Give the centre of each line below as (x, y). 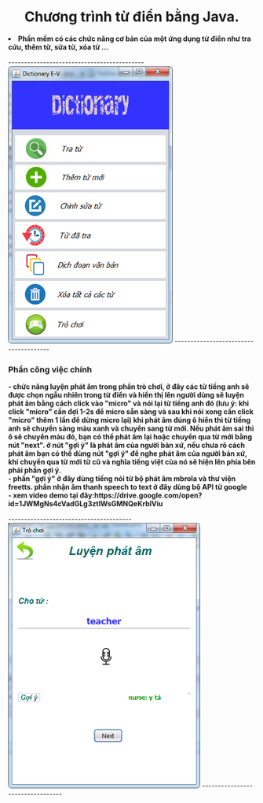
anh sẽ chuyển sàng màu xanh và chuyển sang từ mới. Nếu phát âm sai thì (131, 428)
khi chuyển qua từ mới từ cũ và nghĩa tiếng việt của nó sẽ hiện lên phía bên (132, 462)
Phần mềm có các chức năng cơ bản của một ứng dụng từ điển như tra (135, 39)
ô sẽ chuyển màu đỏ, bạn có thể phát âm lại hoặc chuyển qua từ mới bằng (130, 437)
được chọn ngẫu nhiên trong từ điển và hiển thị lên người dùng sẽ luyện (126, 395)
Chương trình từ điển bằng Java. (132, 17)
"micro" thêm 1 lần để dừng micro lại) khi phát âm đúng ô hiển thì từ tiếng (130, 420)
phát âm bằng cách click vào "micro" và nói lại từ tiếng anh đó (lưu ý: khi (129, 403)
